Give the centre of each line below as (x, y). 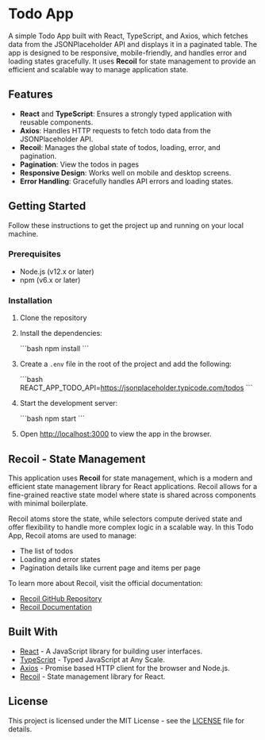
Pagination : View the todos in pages (79, 164)
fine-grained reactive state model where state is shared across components (132, 495)
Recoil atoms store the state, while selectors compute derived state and (125, 518)
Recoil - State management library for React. (92, 676)
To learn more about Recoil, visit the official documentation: (106, 583)
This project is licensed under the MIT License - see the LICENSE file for (126, 720)
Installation (31, 300)
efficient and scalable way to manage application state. (98, 69)
